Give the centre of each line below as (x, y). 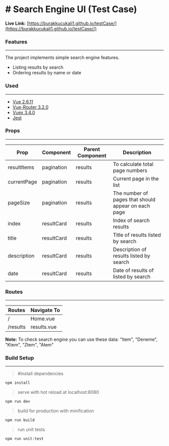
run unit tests (31, 430)
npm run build (20, 420)
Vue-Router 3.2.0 (30, 107)
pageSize (19, 202)
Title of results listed (137, 235)
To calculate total (133, 164)
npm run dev (18, 402)
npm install (18, 383)
